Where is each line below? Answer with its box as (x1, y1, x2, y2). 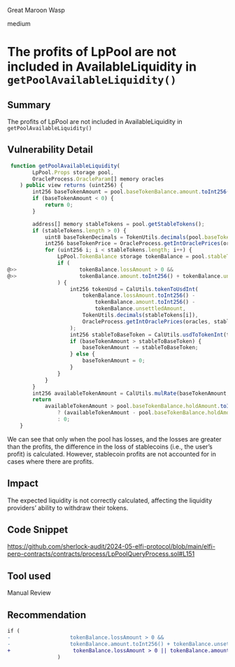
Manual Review (7, 589, 51, 597)
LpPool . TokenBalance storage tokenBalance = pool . (57, 253, 208, 260)
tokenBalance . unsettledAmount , (94, 305, 187, 312)
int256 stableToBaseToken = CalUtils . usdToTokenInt (69, 331, 224, 338)
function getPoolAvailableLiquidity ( (10, 162, 120, 169)
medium (7, 20, 31, 27)
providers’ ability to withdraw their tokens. (7, 503, 129, 512)
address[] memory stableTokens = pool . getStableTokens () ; (32, 220, 205, 227)
